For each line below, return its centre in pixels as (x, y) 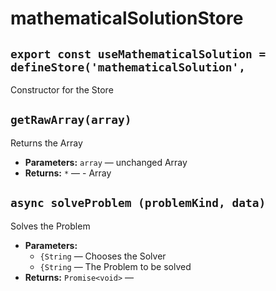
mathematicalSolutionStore (127, 18)
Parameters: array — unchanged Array (106, 162)
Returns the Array (46, 143)
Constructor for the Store (62, 90)
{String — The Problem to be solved (115, 266)
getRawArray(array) (71, 120)
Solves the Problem (50, 226)
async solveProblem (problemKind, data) (138, 203)
